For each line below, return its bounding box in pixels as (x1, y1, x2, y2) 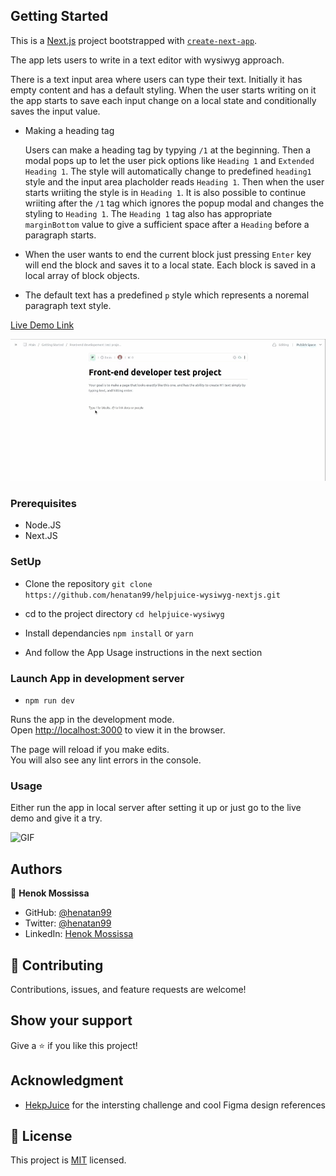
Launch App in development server (10, 671, 185, 685)
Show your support (10, 1012, 133, 1029)
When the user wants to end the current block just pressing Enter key (24, 248, 312, 260)
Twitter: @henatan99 (24, 917, 112, 929)
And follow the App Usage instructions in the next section (24, 646, 263, 658)
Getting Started (10, 8, 109, 25)
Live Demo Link (10, 319, 75, 331)
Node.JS (24, 519, 62, 531)
